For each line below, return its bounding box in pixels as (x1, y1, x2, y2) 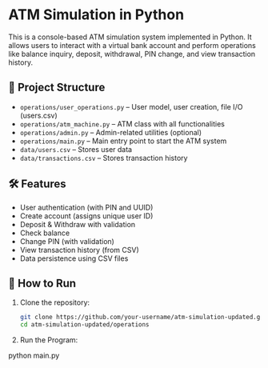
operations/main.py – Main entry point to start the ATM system (19, 136, 227, 146)
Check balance (19, 228, 70, 238)
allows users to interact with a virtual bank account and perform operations (8, 40, 256, 50)
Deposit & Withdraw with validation (19, 219, 136, 229)
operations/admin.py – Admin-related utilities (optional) (19, 127, 202, 137)
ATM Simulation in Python (8, 6, 185, 24)
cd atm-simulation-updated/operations (19, 321, 150, 329)
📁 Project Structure (8, 81, 106, 94)
